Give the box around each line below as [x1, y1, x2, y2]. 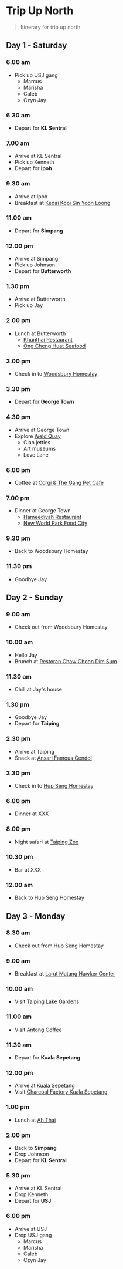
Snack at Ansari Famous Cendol [14, 754, 92, 761]
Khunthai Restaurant [23, 336, 73, 343]
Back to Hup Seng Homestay [14, 894, 85, 902]
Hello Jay [14, 652, 37, 659]
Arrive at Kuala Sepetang [14, 1082, 75, 1089]
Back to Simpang [14, 1144, 57, 1151]
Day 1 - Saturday [6, 41, 67, 50]
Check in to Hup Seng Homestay [14, 782, 94, 789]
